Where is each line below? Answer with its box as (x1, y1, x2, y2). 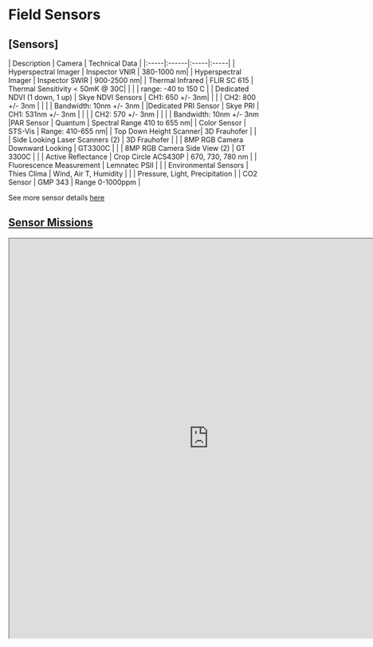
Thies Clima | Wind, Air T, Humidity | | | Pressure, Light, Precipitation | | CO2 (8, 169, 257, 178)
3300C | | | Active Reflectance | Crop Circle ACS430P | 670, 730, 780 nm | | (8, 152, 257, 161)
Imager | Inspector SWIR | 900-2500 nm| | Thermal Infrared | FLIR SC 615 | (8, 76, 253, 85)
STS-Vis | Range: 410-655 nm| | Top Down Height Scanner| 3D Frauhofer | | (8, 126, 257, 136)
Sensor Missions (8, 216, 93, 229)
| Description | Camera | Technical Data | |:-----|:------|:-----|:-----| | (8, 58, 235, 68)
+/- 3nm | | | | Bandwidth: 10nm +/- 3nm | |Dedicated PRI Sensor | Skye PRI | (8, 101, 260, 110)
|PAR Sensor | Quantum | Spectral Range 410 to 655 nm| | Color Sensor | (8, 118, 247, 127)
